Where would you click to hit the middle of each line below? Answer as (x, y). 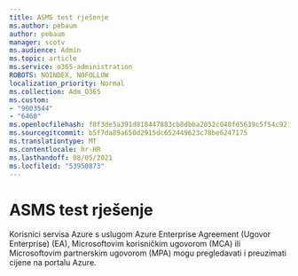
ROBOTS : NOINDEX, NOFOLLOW (59, 75)
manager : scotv (37, 42)
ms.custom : (29, 100)
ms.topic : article (43, 59)
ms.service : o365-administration (71, 67)
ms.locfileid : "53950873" (57, 166)
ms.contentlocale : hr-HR (55, 149)
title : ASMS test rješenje (59, 17)
